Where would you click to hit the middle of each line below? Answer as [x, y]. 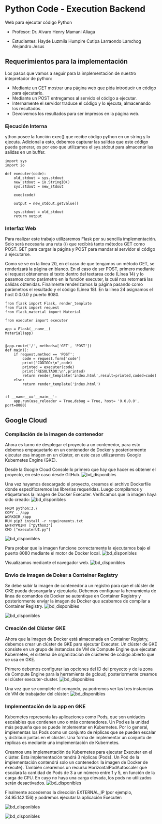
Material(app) [19, 333]
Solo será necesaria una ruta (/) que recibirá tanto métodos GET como [75, 244]
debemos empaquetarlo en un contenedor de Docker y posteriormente [76, 450]
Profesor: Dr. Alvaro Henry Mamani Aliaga [53, 32]
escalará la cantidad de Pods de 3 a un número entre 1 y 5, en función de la [80, 773]
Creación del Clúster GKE [36, 628]
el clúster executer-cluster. [32, 679]
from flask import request [32, 308]
